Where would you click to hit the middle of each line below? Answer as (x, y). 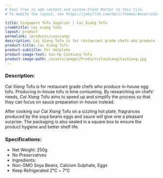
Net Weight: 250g (30, 150)
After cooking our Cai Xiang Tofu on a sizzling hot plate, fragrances (73, 111)
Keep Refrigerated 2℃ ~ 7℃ (41, 170)
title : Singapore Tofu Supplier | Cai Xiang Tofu (56, 23)
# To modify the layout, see (34, 14)
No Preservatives (29, 155)
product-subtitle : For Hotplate (38, 50)
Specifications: (24, 139)
